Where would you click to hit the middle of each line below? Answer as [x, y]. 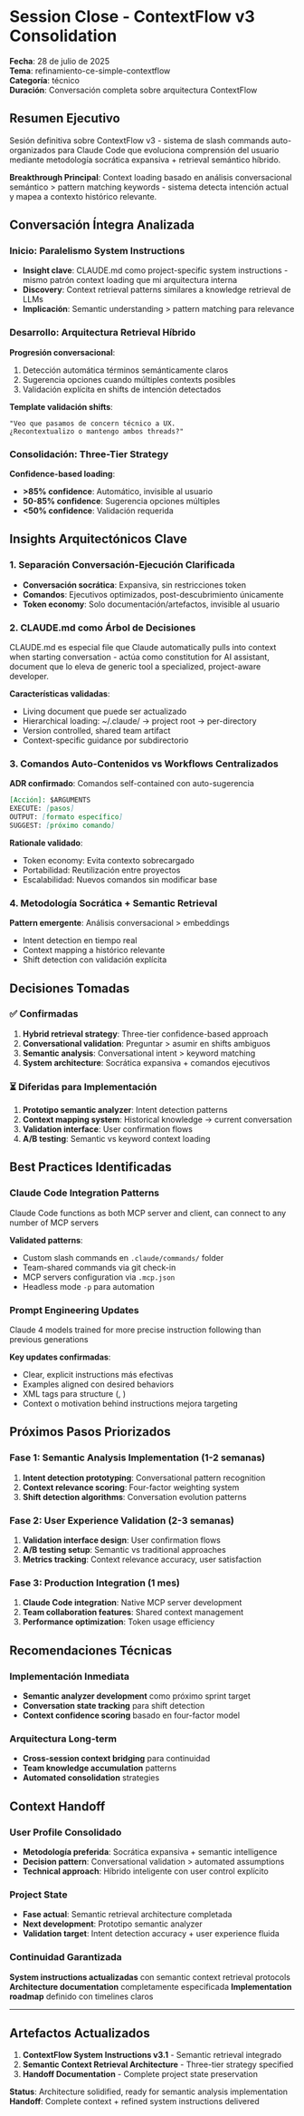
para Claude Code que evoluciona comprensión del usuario [168, 150]
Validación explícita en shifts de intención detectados [122, 389]
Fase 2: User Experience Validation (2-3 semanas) [122, 1520]
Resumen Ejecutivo [65, 118]
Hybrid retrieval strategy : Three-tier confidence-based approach [145, 1034]
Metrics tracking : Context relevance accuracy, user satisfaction [142, 1560]
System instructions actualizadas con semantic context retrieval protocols [150, 1977]
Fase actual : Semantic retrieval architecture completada [127, 1915]
